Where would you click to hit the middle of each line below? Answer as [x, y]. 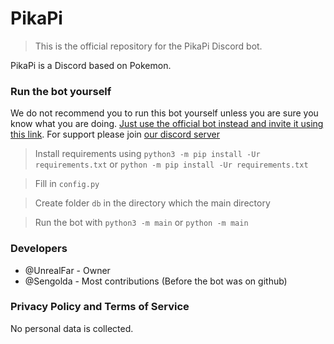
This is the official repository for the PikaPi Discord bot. [148, 46]
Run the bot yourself [61, 91]
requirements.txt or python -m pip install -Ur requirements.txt [171, 164]
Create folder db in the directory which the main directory [152, 203]
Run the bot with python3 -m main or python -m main [141, 223]
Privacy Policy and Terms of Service [100, 307]
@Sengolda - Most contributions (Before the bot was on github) [156, 281]
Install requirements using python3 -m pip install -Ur [147, 154]
